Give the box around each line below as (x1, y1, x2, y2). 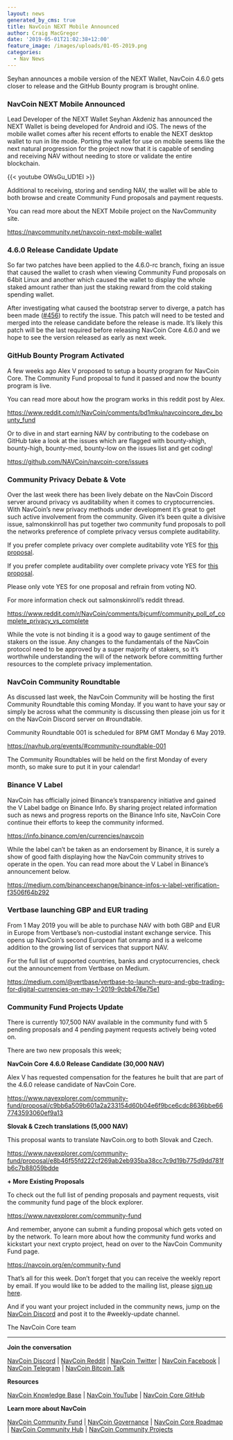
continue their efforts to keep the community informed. (7, 818, 164, 827)
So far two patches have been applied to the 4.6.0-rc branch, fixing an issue (7, 261, 225, 270)
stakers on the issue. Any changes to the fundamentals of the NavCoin (7, 637, 209, 646)
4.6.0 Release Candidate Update (7, 245, 119, 254)
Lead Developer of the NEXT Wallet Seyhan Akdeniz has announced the (7, 115, 213, 124)
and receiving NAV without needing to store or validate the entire (7, 152, 193, 160)
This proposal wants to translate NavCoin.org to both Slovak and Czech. (7, 1136, 214, 1144)
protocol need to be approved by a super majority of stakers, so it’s (7, 645, 199, 653)
